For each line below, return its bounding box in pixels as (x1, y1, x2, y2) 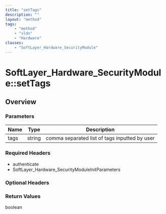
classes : (5, 40, 24, 46)
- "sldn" (14, 31, 33, 36)
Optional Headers (5, 179, 49, 186)
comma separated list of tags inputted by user (45, 135, 155, 142)
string (27, 135, 41, 142)
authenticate (12, 161, 39, 167)
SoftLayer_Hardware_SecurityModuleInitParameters (12, 166, 121, 173)
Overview (5, 98, 37, 106)
